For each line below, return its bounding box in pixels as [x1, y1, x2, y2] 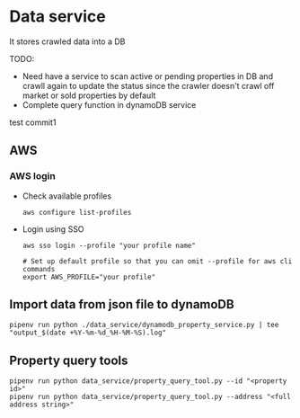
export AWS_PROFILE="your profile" [22, 272, 156, 281]
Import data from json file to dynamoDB [9, 297, 235, 312]
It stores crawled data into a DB [9, 36, 126, 47]
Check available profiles [22, 191, 112, 201]
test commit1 [9, 117, 57, 128]
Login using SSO [22, 223, 84, 235]
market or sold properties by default [22, 90, 156, 101]
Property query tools [9, 352, 128, 368]
